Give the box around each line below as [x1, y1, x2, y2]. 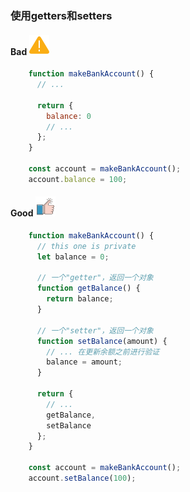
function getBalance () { [36, 283, 141, 294]
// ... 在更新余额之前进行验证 [46, 347, 160, 357]
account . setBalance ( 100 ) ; [28, 473, 137, 484]
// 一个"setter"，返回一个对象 [36, 325, 154, 336]
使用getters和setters [10, 8, 113, 22]
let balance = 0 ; [36, 252, 110, 262]
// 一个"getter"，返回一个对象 [36, 273, 154, 283]
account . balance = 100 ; [28, 174, 128, 184]
